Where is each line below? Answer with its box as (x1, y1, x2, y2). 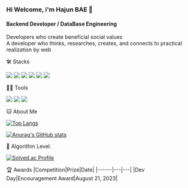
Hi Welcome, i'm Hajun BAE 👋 (6, 5, 93, 14)
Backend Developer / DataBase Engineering (6, 20, 117, 27)
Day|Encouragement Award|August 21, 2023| (6, 175, 118, 182)
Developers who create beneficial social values (6, 33, 123, 41)
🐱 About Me (6, 108, 38, 115)
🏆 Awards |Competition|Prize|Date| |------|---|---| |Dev (6, 167, 145, 174)
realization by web (6, 46, 52, 53)
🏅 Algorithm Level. (6, 143, 51, 150)
